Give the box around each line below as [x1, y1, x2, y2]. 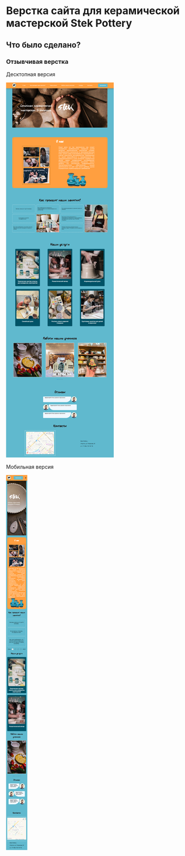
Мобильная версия [6, 463, 54, 470]
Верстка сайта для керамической [6, 4, 180, 18]
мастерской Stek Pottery [6, 16, 132, 30]
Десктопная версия [6, 70, 55, 77]
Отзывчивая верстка [6, 57, 69, 66]
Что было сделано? [6, 40, 81, 50]
